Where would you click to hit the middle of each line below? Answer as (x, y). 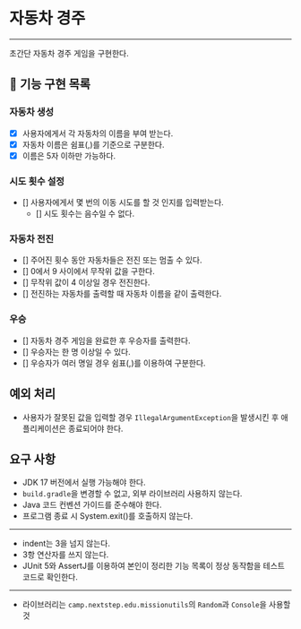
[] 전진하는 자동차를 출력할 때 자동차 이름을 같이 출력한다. (122, 294)
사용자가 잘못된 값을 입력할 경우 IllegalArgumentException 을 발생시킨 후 (150, 417)
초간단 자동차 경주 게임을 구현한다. (69, 53)
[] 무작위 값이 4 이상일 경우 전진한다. (86, 282)
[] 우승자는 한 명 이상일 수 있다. (77, 351)
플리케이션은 (44, 428)
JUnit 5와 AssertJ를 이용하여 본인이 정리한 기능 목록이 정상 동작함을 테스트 (153, 566)
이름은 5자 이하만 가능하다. (69, 155)
